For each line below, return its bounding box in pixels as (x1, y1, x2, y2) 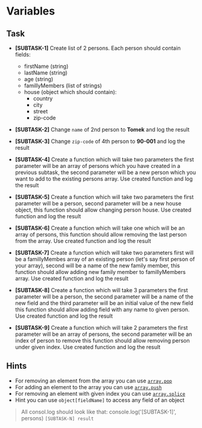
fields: (15, 51, 31, 58)
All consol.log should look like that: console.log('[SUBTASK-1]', (21, 408, 177, 415)
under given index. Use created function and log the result (15, 344, 161, 350)
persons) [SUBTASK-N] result (21, 414, 94, 422)
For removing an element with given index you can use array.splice (15, 390, 186, 397)
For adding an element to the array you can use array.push (15, 383, 162, 390)
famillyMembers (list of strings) (24, 82, 102, 89)
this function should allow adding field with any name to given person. (15, 306, 190, 313)
